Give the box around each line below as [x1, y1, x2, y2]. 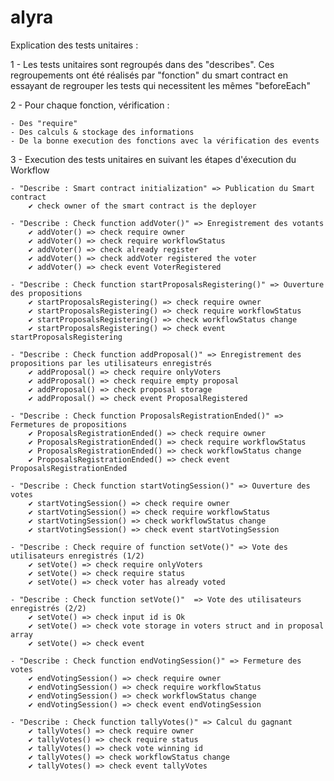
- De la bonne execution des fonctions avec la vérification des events [10, 136, 320, 146]
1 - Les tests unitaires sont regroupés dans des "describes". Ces [10, 58, 275, 70]
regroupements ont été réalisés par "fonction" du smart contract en [10, 69, 288, 81]
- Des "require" [10, 118, 78, 128]
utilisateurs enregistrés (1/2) [10, 551, 145, 561]
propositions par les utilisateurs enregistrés [10, 358, 213, 368]
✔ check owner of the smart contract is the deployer [28, 201, 257, 211]
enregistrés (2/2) [10, 603, 87, 613]
